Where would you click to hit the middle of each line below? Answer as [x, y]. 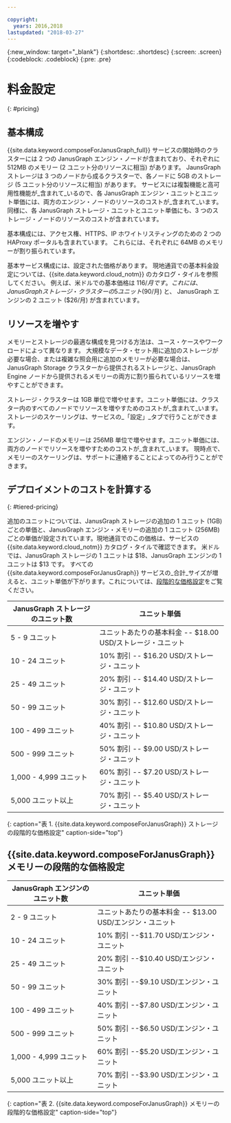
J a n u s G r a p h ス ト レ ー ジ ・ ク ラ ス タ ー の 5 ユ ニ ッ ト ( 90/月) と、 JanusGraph [109, 292]
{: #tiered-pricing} [33, 507]
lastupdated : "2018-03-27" [46, 32]
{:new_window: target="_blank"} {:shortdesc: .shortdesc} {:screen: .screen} [114, 52]
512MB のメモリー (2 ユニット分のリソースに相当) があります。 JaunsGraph [114, 168]
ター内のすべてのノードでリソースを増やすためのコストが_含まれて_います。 [114, 408]
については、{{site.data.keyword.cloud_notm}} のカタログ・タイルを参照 [115, 274]
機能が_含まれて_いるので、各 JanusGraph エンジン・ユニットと [110, 193]
